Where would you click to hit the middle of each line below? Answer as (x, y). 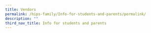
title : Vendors (21, 9)
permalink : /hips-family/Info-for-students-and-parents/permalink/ (76, 14)
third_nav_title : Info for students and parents (56, 23)
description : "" (22, 18)
